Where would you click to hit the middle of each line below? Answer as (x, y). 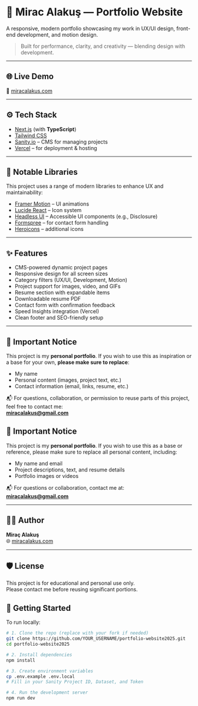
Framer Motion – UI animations (52, 204)
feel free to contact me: (34, 406)
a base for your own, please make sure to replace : (68, 362)
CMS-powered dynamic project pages (61, 268)
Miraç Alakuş (23, 535)
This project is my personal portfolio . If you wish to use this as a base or (94, 445)
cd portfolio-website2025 (38, 644)
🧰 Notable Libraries (42, 172)
